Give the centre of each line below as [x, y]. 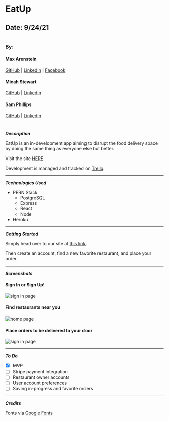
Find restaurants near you [33, 307]
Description [18, 133]
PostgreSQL [32, 198]
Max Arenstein [21, 59]
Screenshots [19, 273]
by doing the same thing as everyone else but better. [60, 148]
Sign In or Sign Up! [25, 285]
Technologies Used [26, 183]
